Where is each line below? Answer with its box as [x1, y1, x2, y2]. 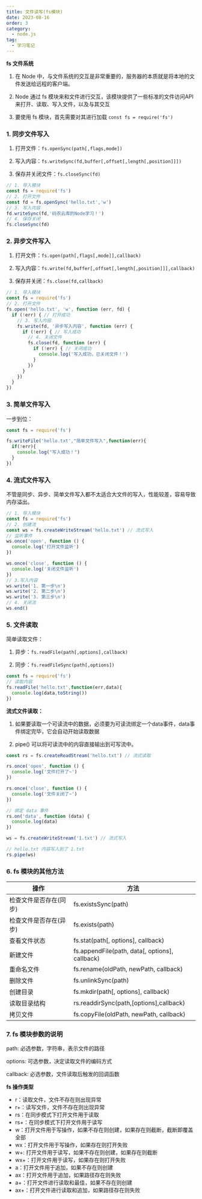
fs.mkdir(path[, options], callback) [73, 987, 170, 996]
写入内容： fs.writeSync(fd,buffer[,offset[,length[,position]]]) [14, 157, 182, 165]
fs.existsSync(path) [73, 900, 129, 908]
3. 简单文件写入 [6, 400, 51, 409]
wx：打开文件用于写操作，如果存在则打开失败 [14, 1141, 128, 1149]
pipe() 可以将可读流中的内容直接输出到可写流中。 [14, 740, 137, 748]
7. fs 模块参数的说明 [6, 1030, 63, 1039]
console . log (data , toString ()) [11, 690, 87, 696]
